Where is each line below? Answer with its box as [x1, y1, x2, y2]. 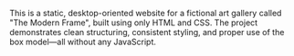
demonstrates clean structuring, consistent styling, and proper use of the [9, 27, 285, 37]
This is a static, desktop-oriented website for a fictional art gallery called [9, 8, 282, 18]
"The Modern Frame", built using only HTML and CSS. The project [9, 17, 258, 28]
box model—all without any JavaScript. [9, 36, 157, 47]
